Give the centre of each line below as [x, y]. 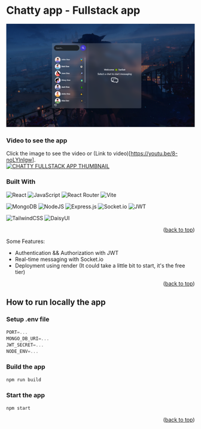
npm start [19, 408]
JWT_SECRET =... [25, 345]
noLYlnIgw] [20, 160]
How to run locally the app [56, 302]
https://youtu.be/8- [154, 154]
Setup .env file [28, 319]
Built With [21, 182]
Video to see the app [37, 140]
